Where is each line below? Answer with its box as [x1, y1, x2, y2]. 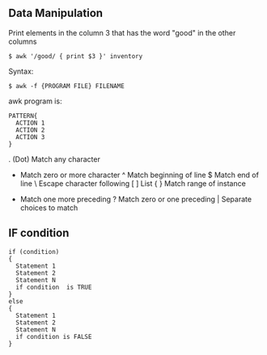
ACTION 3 [15, 133, 45, 141]
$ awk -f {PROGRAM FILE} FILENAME [8, 82, 125, 90]
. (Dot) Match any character [8, 154, 101, 164]
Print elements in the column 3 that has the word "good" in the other [8, 27, 236, 37]
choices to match [19, 202, 78, 213]
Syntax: [8, 66, 34, 76]
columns [8, 36, 37, 46]
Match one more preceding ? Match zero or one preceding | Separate [19, 194, 252, 204]
